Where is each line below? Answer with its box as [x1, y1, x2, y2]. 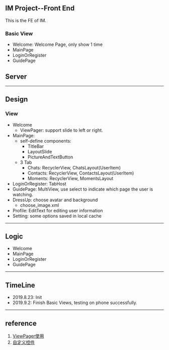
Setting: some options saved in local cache [12, 213, 102, 219]
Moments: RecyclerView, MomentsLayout [27, 175, 114, 181]
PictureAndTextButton [27, 154, 73, 160]
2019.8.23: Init [12, 295, 42, 301]
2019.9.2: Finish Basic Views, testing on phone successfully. [12, 300, 137, 306]
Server [5, 72, 27, 81]
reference [5, 319, 37, 327]
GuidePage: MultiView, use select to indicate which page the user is [12, 186, 153, 192]
